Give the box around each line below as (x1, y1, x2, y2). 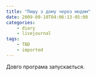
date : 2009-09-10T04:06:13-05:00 (6, 14, 88, 20)
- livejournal (16, 31, 51, 37)
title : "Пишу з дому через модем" (6, 8, 91, 15)
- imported (16, 47, 44, 53)
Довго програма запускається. (6, 63, 85, 70)
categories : (6, 19, 35, 25)
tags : (6, 36, 19, 42)
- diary (16, 25, 35, 31)
